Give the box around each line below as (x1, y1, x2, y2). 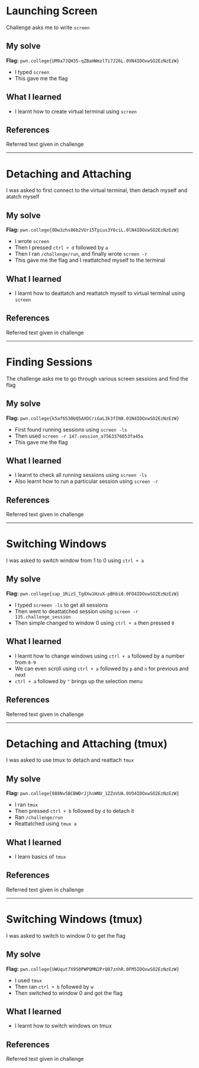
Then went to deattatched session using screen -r (14, 608, 139, 615)
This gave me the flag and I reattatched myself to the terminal (14, 257, 166, 264)
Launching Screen (6, 4, 98, 18)
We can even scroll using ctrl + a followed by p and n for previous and (14, 665, 189, 672)
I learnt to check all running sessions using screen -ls (14, 472, 147, 479)
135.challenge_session (14, 614, 71, 620)
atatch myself (6, 193, 40, 200)
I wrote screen (14, 238, 49, 245)
